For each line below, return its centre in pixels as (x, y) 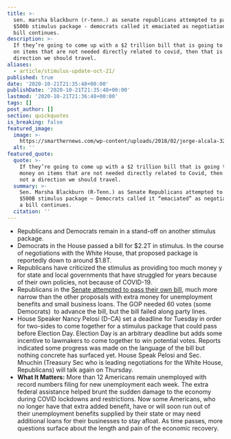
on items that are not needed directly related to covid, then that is (118, 52)
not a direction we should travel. (70, 179)
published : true (30, 77)
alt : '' (24, 148)
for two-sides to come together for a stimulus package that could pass (117, 326)
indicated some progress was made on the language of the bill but (111, 348)
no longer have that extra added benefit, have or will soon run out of (114, 406)
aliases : (20, 65)
